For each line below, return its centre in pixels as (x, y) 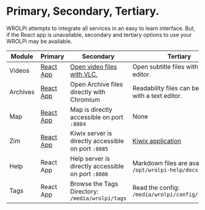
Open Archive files (96, 84)
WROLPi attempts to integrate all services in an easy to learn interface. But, (101, 28)
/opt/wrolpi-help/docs (165, 170)
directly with (88, 92)
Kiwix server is (91, 133)
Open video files (93, 67)
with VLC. (84, 74)
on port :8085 (89, 148)
